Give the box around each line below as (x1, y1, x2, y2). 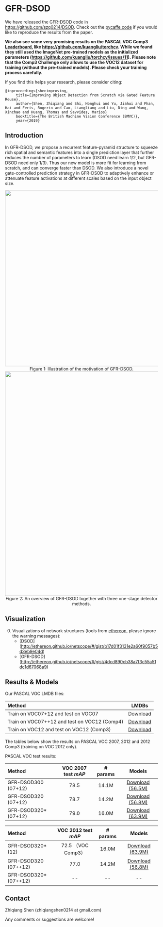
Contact (5, 894, 30, 902)
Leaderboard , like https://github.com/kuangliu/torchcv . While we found (5, 44, 153, 50)
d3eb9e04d (19, 648, 43, 654)
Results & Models (5, 678, 59, 686)
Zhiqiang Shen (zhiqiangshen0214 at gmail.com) (5, 907, 102, 913)
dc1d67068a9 (19, 664, 47, 670)
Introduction (5, 132, 44, 140)
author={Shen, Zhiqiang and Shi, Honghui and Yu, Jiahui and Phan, (16, 101, 155, 106)
